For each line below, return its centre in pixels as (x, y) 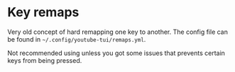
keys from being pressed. (45, 60)
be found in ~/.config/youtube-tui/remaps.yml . (77, 39)
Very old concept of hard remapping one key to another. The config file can (118, 32)
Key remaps (43, 12)
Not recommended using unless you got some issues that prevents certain (116, 53)
